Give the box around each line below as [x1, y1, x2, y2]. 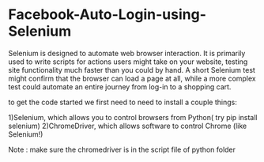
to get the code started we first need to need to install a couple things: [8, 97, 237, 107]
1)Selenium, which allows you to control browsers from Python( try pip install [8, 112, 258, 122]
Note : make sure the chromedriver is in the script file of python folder [8, 145, 236, 154]
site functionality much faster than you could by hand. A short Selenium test [8, 65, 255, 74]
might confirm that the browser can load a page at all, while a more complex [8, 73, 256, 83]
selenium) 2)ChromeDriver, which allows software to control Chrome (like [8, 121, 247, 130]
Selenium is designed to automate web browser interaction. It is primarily [8, 48, 246, 58]
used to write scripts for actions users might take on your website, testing [8, 57, 248, 66]
